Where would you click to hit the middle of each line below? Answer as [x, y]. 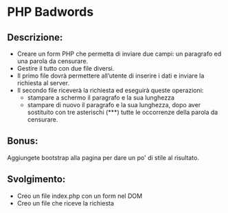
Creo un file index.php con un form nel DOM [80, 196]
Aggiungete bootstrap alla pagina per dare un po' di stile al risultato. [103, 157]
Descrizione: [35, 37]
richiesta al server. [43, 83]
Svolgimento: [36, 179]
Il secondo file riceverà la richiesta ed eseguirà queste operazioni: [110, 90]
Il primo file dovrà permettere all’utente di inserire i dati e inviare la [111, 76]
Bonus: [23, 141]
